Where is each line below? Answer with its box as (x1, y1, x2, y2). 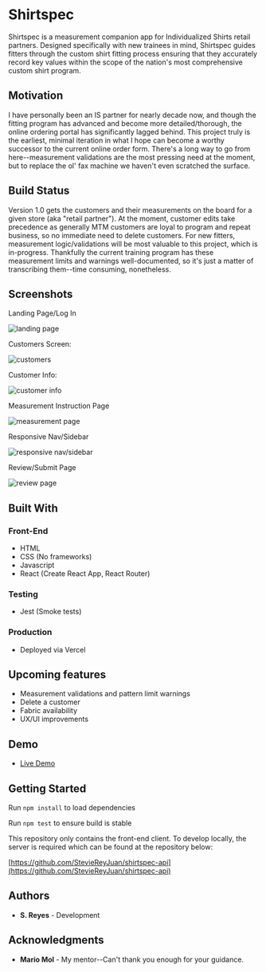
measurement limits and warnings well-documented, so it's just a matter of (8, 256, 254, 265)
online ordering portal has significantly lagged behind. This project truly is (8, 127, 251, 136)
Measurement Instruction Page (8, 401, 110, 411)
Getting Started (8, 782, 87, 795)
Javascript (19, 560, 55, 570)
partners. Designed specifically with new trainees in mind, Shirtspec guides (8, 40, 256, 49)
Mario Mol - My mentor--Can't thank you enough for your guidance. (19, 954, 244, 964)
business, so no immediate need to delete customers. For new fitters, (8, 230, 236, 240)
